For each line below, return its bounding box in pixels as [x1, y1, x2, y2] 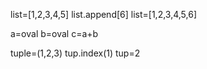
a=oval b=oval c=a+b [10, 28, 99, 39]
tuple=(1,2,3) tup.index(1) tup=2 [10, 47, 141, 59]
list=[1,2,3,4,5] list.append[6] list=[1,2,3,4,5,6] [10, 9, 198, 20]
